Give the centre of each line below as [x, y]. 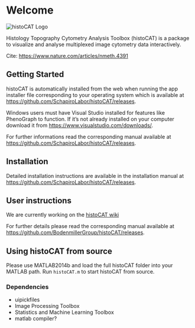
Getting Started [35, 74]
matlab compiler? [36, 319]
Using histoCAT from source [59, 251]
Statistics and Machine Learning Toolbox [64, 312]
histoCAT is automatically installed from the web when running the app [92, 89]
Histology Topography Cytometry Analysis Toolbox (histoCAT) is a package [98, 38]
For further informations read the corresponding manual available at [89, 137]
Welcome [30, 10]
